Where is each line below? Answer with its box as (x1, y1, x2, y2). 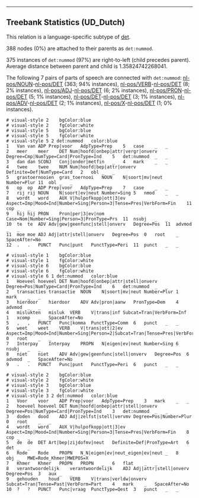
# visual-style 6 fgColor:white (6, 268, 94, 274)
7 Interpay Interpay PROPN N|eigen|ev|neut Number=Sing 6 (6, 341, 179, 346)
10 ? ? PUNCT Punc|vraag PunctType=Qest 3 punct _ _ (6, 486, 179, 492)
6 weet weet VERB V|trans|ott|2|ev (6, 325, 123, 331)
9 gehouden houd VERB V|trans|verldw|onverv (6, 476, 147, 482)
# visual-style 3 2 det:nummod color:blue (6, 393, 118, 399)
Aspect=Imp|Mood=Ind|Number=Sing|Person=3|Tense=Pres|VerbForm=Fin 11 (6, 200, 192, 206)
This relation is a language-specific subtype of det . (6, 33, 131, 40)
